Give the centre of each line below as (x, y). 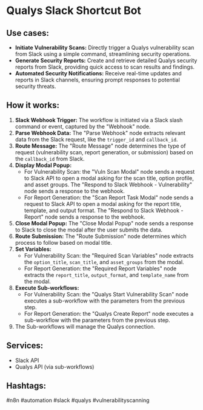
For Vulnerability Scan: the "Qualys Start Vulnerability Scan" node (106, 294)
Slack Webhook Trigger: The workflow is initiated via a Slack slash (99, 120)
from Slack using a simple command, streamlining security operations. (103, 54)
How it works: (33, 105)
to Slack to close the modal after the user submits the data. (88, 230)
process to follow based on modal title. (63, 242)
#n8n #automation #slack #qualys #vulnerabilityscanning (78, 400)
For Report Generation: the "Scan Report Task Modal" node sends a (109, 197)
